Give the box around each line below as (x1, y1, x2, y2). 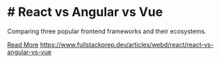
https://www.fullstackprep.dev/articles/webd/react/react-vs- (40, 40, 214, 48)
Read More (7, 40, 39, 48)
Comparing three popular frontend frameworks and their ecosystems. (7, 27, 207, 35)
